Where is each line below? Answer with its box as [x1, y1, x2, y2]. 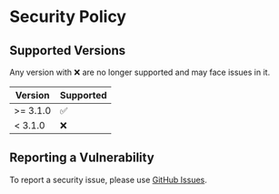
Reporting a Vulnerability [9, 150, 154, 166]
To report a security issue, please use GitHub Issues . [9, 174, 207, 185]
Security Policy [9, 6, 127, 27]
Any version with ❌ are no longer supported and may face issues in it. [9, 66, 271, 77]
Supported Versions [9, 43, 125, 58]
